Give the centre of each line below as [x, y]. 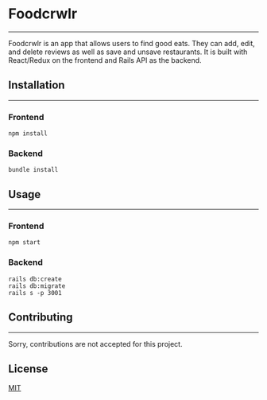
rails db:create [35, 279]
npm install [28, 134]
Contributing [41, 318]
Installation [37, 85]
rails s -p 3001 [35, 293]
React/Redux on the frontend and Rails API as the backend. [105, 60]
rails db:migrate [37, 286]
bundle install [33, 170]
